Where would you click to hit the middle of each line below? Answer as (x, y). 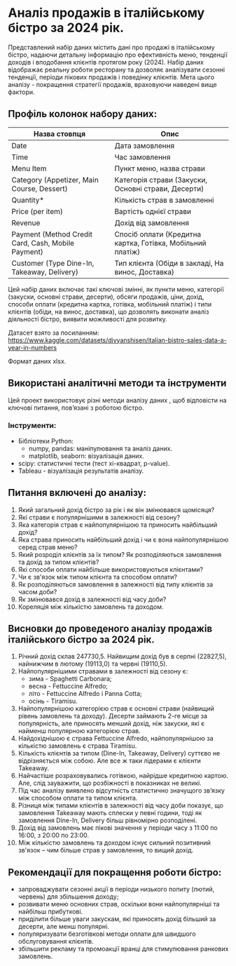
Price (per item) (37, 211)
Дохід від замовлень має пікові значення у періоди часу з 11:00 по (118, 828)
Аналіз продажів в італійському (106, 13)
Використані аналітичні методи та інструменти (117, 383)
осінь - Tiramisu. (53, 701)
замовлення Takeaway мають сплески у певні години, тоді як (110, 813)
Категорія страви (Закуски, (161, 180)
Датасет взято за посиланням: (54, 333)
